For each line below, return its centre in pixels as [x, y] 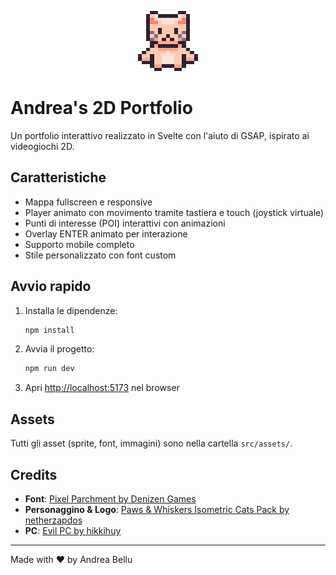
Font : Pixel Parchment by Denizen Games [110, 498]
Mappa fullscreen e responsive [88, 202]
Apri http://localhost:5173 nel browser [102, 388]
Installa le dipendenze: [71, 310]
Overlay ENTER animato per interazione [106, 233]
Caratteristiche [58, 177]
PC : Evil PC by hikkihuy [73, 530]
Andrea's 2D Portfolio [101, 108]
